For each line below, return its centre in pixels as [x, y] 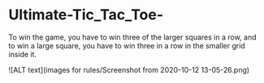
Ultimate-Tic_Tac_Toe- [86, 15]
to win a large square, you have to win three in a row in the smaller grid [127, 45]
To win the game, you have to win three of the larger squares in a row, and [132, 37]
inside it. [23, 54]
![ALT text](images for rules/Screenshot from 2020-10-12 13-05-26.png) [129, 69]
